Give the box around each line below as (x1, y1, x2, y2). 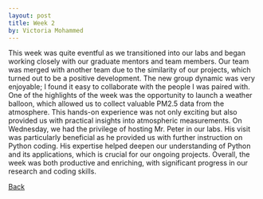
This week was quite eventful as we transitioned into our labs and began (8, 49, 245, 58)
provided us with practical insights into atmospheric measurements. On (8, 116, 242, 126)
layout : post (8, 11, 52, 20)
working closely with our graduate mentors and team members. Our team (8, 57, 249, 66)
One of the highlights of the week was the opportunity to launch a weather (8, 91, 253, 100)
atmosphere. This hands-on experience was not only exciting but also (8, 107, 237, 117)
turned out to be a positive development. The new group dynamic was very (8, 73, 255, 84)
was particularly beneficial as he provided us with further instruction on (8, 133, 243, 142)
